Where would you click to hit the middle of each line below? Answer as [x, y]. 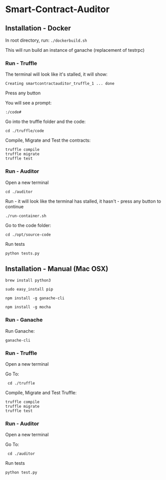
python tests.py [22, 253]
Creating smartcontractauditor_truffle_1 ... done [60, 84]
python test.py [21, 473]
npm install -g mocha [28, 307]
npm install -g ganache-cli [35, 298]
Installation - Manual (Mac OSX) [57, 268]
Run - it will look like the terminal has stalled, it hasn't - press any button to [83, 201]
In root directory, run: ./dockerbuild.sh [46, 40]
